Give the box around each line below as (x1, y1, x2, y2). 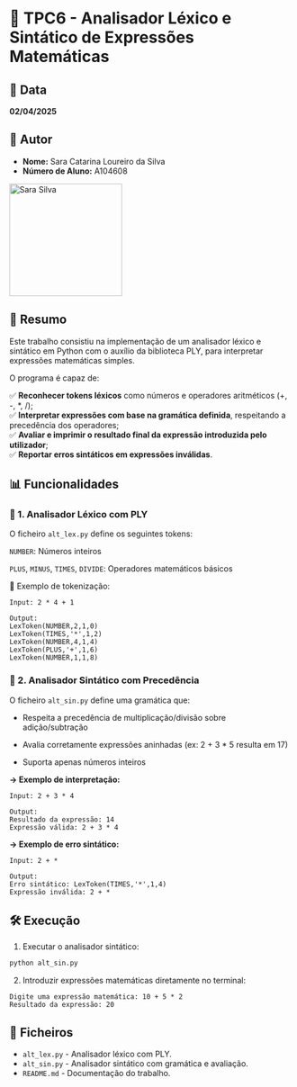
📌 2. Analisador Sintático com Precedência (9, 674, 200, 687)
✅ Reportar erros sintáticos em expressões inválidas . (9, 449, 213, 460)
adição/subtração (22, 722, 88, 732)
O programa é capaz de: (9, 373, 100, 383)
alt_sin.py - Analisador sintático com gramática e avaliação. (22, 1058, 249, 1069)
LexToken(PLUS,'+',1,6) (9, 645, 99, 655)
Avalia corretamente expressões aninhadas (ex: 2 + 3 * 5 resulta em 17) (22, 739, 289, 750)
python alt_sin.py (9, 958, 78, 968)
